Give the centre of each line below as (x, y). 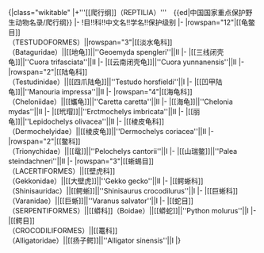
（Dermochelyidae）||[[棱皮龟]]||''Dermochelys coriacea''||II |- (111, 131)
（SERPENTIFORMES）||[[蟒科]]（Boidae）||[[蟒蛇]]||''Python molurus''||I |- (132, 211)
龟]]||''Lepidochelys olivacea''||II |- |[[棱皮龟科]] (86, 121)
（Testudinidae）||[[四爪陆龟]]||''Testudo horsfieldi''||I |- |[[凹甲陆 (115, 82)
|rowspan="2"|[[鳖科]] (44, 141)
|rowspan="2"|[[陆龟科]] (48, 72)
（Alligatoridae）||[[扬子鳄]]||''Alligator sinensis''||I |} (94, 240)
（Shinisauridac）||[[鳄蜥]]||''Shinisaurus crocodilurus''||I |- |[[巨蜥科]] (123, 191)
